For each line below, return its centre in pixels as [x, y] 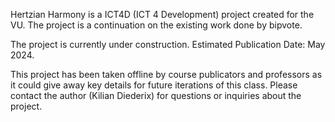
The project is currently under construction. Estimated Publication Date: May [168, 44]
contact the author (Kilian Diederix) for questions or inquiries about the [156, 95]
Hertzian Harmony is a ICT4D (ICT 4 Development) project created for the [162, 14]
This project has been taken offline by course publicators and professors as [166, 74]
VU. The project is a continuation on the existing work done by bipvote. [156, 25]
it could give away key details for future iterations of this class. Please [154, 85]
